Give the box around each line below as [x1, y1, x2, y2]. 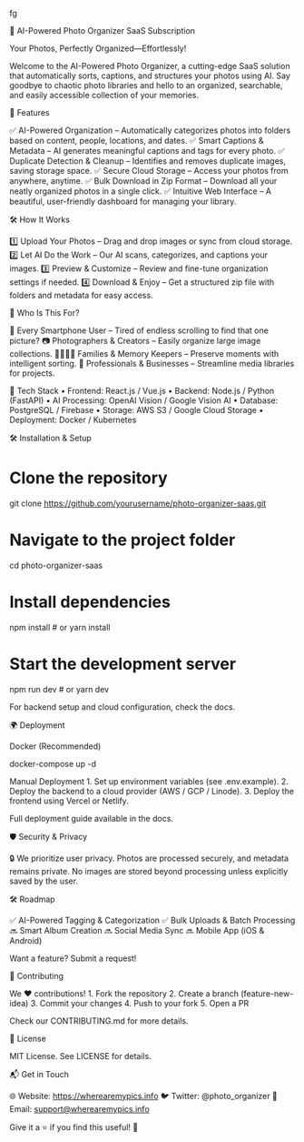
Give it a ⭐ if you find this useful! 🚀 [9, 1121, 139, 1132]
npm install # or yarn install [9, 622, 111, 632]
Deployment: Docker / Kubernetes [9, 414, 137, 425]
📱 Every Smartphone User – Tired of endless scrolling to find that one [9, 325, 270, 336]
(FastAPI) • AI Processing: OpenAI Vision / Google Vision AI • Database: [9, 395, 279, 406]
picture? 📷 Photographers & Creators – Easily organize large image [9, 336, 261, 346]
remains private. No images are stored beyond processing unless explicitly [9, 865, 289, 876]
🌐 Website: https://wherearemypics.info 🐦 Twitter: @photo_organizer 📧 [9, 1090, 279, 1101]
